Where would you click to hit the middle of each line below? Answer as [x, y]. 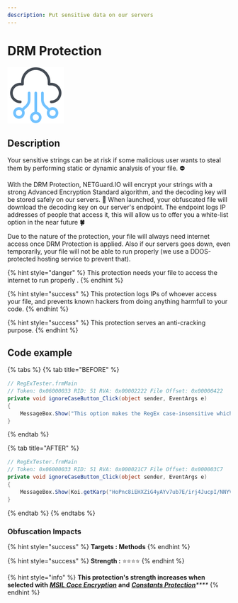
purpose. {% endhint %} [43, 330]
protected [22, 259]
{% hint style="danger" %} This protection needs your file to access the [113, 273]
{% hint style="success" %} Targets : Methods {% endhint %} [99, 546]
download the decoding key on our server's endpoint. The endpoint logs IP [117, 207]
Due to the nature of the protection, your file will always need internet [109, 237]
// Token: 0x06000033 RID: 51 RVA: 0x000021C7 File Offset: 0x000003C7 [115, 470]
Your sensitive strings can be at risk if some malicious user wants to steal [114, 160]
